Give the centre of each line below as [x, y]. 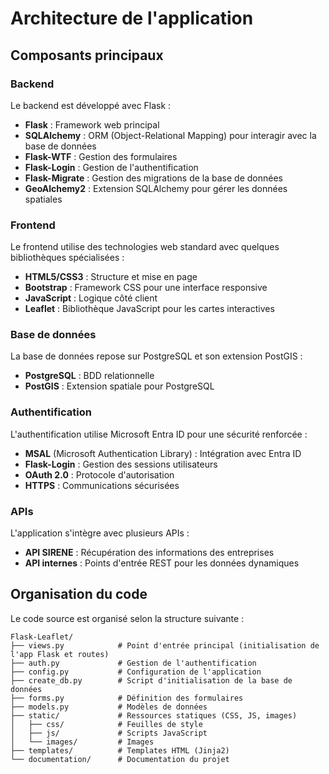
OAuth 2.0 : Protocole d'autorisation [99, 474]
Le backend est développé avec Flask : [91, 105]
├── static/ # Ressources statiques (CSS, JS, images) [154, 715]
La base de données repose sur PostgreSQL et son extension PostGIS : [156, 356]
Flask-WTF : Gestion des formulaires [101, 156]
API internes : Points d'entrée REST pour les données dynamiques [162, 563]
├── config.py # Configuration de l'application [136, 672]
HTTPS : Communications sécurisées [102, 485]
